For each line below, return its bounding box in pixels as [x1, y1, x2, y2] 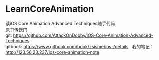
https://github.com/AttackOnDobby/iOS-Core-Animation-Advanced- [13, 32, 154, 38]
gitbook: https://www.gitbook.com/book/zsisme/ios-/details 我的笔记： [5, 43, 154, 49]
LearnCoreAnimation [5, 3, 94, 15]
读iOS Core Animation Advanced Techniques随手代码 [5, 20, 115, 26]
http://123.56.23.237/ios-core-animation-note [5, 49, 99, 55]
